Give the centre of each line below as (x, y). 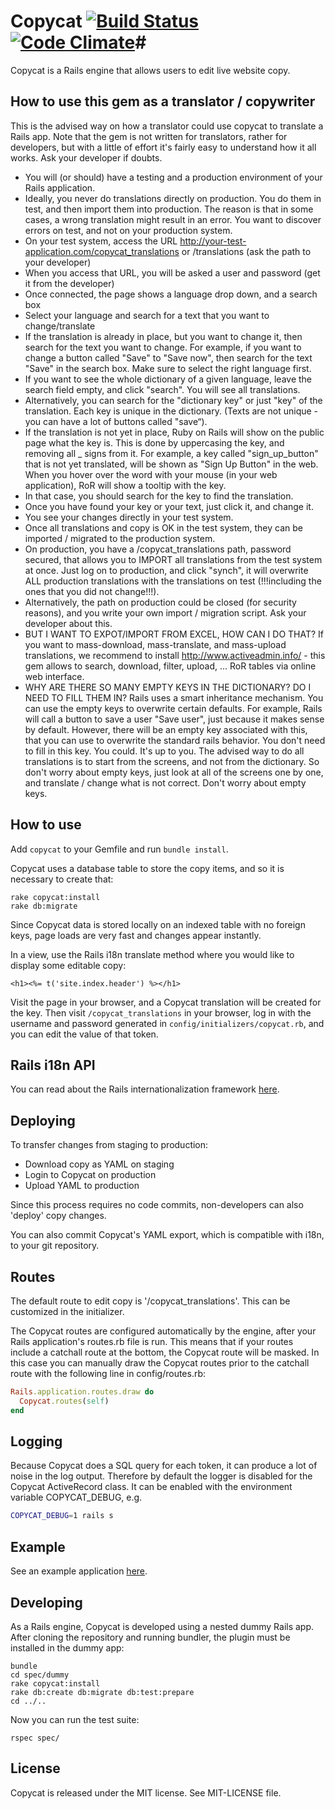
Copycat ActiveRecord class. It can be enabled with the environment (151, 1487)
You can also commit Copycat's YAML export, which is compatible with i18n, (167, 1235)
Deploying (43, 1120)
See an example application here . (79, 1571)
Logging (36, 1441)
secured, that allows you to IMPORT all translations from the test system (173, 559)
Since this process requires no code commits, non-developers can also (157, 1205)
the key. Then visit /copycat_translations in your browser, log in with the (161, 1012)
